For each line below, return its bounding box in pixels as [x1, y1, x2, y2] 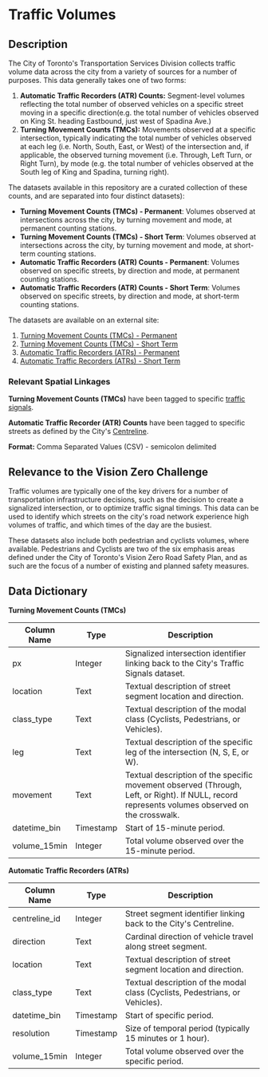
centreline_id [12, 913, 61, 924]
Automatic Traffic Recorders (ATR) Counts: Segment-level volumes [19, 91, 246, 101]
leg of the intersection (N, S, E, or [124, 746, 250, 757]
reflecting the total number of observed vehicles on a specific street [19, 100, 244, 108]
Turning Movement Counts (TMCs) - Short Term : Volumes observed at [19, 232, 257, 241]
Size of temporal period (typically [124, 1023, 250, 1034]
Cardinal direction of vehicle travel [124, 931, 254, 942]
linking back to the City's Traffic [124, 657, 245, 669]
